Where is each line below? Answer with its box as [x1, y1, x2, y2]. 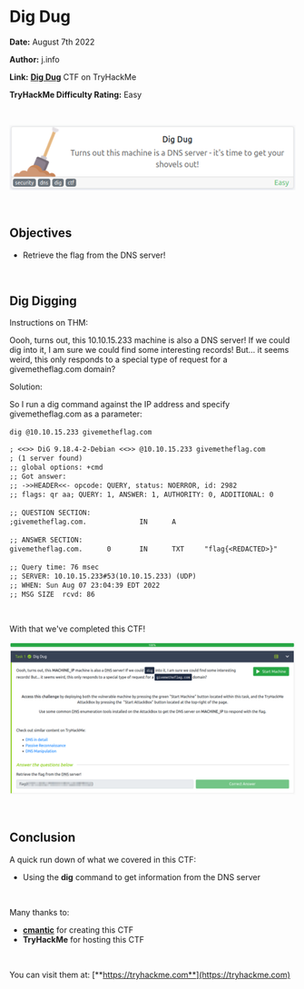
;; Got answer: [9, 472, 67, 482]
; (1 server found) [9, 454, 83, 464]
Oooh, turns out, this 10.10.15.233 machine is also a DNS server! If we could [9, 335, 290, 346]
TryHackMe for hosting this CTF [22, 934, 145, 945]
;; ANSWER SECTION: [9, 535, 83, 545]
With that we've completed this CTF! [9, 623, 146, 634]
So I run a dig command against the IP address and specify [9, 399, 230, 410]
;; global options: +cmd [9, 463, 103, 473]
